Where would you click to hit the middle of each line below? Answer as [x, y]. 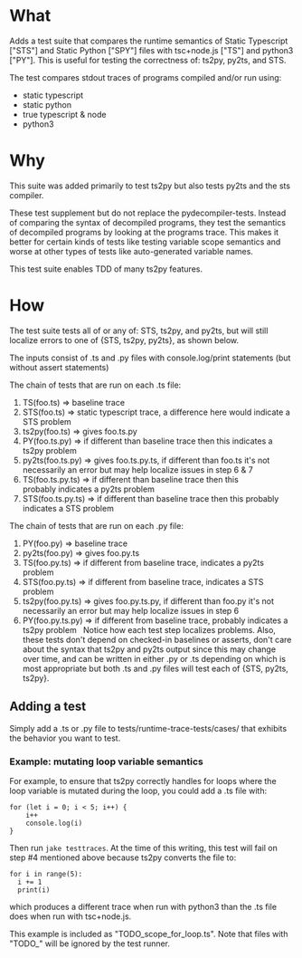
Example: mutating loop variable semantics [106, 762]
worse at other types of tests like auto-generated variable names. [131, 251]
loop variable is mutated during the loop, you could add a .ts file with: [138, 790]
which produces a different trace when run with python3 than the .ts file [143, 906]
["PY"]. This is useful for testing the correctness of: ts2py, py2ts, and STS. [148, 60]
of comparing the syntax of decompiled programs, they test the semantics [148, 222]
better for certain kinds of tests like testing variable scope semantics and [145, 242]
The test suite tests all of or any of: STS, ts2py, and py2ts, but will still [139, 331]
